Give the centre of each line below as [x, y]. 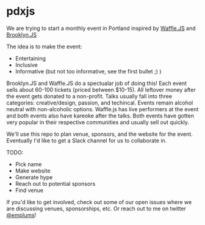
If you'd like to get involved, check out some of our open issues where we [99, 202]
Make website [33, 171]
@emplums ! [21, 215]
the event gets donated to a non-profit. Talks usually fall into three [89, 96]
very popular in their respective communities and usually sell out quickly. [98, 122]
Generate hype [34, 177]
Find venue [29, 190]
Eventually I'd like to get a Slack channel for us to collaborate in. [87, 140]
